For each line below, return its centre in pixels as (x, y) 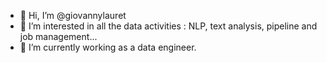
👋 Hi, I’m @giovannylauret (73, 15)
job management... (58, 36)
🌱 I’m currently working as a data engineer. (108, 47)
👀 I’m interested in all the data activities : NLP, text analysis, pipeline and (168, 26)
